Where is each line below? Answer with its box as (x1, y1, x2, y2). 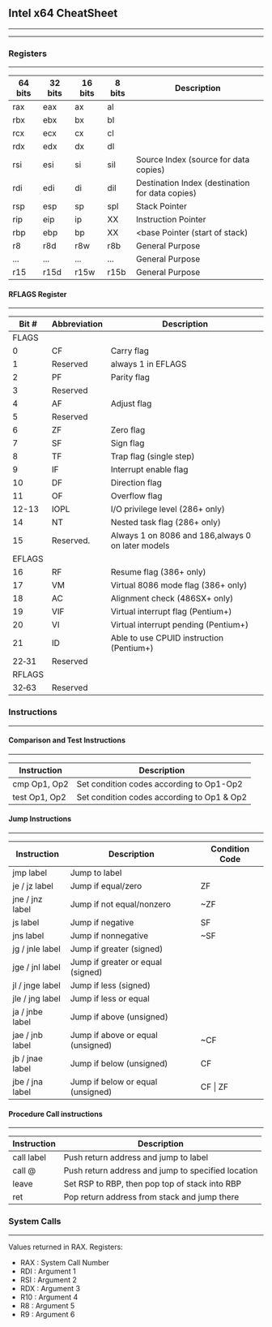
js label (12, 917, 40, 928)
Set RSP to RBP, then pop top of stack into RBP (63, 1178, 241, 1190)
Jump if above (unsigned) (70, 1011, 168, 1023)
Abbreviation (51, 318, 104, 330)
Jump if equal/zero (70, 881, 142, 892)
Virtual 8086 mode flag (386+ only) (110, 579, 248, 591)
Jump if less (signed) (70, 980, 151, 991)
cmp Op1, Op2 (12, 778, 69, 790)
